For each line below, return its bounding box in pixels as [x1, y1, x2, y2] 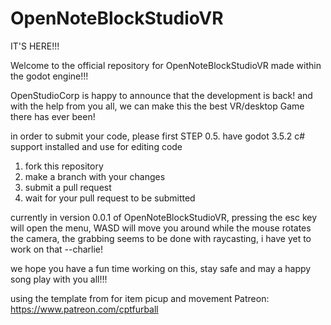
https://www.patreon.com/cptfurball [10, 303, 159, 315]
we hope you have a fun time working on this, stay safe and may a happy [10, 262, 312, 274]
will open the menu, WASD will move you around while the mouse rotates [10, 222, 312, 234]
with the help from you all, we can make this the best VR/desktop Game [10, 100, 305, 112]
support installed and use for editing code [10, 140, 183, 152]
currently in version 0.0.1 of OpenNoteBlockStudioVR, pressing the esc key [10, 211, 318, 223]
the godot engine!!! [10, 70, 89, 82]
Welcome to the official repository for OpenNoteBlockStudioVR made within [10, 59, 322, 71]
